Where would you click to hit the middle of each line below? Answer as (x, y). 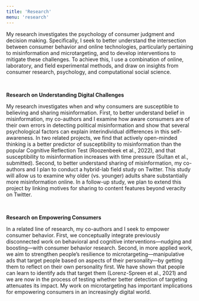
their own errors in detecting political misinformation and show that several (98, 125)
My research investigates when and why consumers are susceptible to (93, 106)
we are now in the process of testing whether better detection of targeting (97, 279)
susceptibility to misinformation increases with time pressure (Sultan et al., (97, 156)
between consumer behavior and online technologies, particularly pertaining (100, 47)
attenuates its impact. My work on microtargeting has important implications (99, 286)
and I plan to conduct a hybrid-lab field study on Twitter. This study (108, 169)
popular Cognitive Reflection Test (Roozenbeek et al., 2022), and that (91, 150)
